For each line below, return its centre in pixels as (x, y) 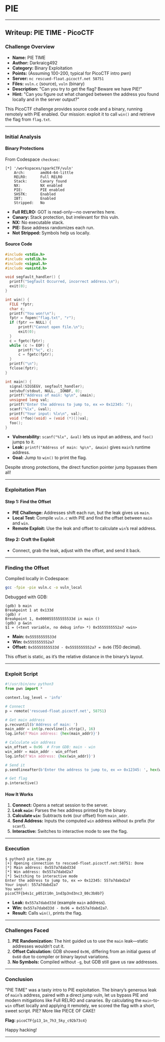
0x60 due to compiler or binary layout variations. (61, 956)
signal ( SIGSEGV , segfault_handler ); (47, 386)
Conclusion (19, 979)
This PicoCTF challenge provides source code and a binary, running (74, 109)
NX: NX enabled (38, 185)
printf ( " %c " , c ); (36, 350)
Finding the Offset (27, 568)
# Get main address (25, 720)
